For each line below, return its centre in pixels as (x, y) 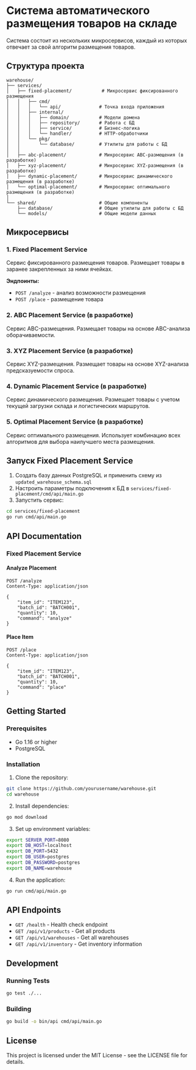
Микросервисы (37, 232)
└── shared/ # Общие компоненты (77, 203)
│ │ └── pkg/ (28, 139)
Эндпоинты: (23, 281)
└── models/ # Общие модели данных (87, 213)
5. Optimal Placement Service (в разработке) (75, 422)
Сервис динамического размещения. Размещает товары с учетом (93, 399)
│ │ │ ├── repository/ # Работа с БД (71, 123)
